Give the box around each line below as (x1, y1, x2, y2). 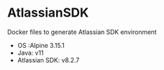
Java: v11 (17, 49, 44, 57)
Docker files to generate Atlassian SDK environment (7, 28, 157, 36)
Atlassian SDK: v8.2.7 (17, 55, 80, 64)
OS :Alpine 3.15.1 (17, 41, 65, 49)
